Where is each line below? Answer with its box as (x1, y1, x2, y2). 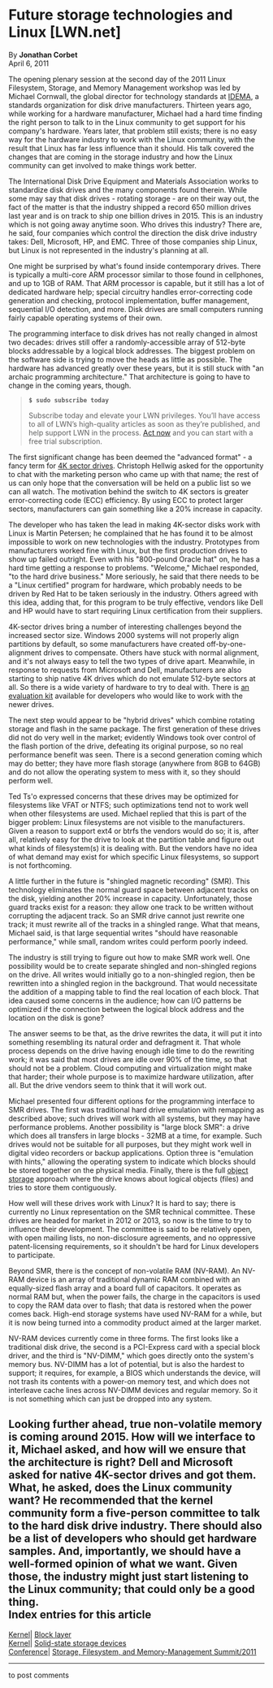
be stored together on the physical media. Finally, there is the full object (8, 1165, 249, 1175)
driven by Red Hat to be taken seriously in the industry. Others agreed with (8, 588, 258, 598)
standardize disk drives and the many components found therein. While (8, 184, 248, 194)
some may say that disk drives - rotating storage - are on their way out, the (8, 193, 260, 203)
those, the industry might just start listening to (8, 1570, 249, 1584)
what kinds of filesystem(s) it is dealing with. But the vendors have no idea (8, 843, 258, 853)
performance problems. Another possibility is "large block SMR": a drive (8, 1122, 250, 1131)
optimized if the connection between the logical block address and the (8, 1004, 245, 1013)
